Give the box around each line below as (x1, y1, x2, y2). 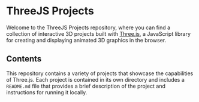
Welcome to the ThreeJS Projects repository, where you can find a (6, 24, 171, 31)
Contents (6, 54, 42, 64)
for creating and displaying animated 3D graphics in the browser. (6, 36, 167, 44)
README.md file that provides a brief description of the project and (6, 82, 166, 89)
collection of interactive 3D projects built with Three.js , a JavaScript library (6, 30, 191, 37)
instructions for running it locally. (6, 88, 88, 96)
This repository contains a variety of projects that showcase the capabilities (6, 70, 194, 77)
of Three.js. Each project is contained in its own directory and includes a (6, 76, 185, 83)
